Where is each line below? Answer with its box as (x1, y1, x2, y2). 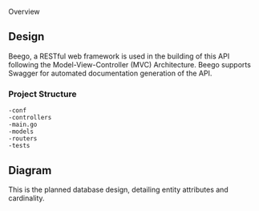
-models (8, 128, 34, 136)
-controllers (8, 114, 52, 122)
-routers (8, 135, 38, 143)
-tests (8, 142, 30, 150)
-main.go (8, 120, 38, 129)
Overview (8, 7, 40, 16)
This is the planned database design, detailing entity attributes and (8, 185, 229, 194)
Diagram (8, 164, 52, 177)
